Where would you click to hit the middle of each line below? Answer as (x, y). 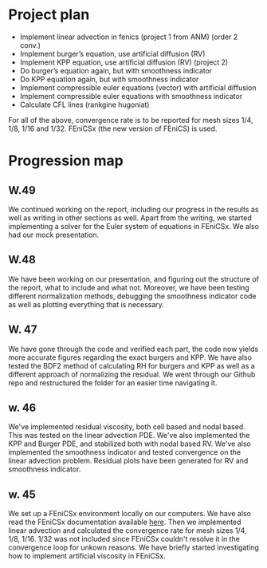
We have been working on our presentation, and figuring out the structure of (133, 279)
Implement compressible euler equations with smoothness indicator (131, 96)
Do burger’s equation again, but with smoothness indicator (116, 70)
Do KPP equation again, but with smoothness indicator (109, 79)
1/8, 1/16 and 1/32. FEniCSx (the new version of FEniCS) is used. (113, 128)
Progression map (66, 161)
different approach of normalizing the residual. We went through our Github (132, 374)
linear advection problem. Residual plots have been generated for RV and (128, 461)
